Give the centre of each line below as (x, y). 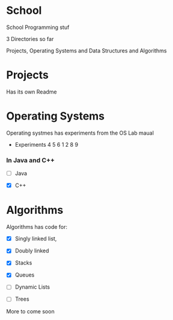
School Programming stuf (38, 27)
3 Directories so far (30, 39)
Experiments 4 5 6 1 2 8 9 (47, 144)
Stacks (23, 263)
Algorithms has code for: (37, 227)
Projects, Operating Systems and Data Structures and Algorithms (86, 50)
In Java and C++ (31, 160)
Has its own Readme (32, 92)
